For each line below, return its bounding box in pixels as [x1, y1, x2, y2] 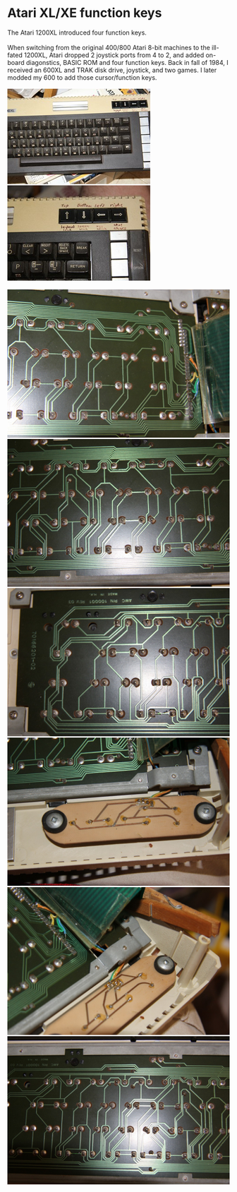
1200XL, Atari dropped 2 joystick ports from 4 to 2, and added [23, 51, 205, 59]
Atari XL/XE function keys [7, 5, 162, 21]
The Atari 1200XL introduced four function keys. [7, 28, 147, 37]
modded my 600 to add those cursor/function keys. [7, 73, 157, 82]
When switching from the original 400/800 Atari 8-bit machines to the [7, 43, 210, 52]
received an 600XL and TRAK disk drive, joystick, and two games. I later [7, 66, 217, 74]
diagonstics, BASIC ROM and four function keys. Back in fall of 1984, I [25, 58, 229, 66]
